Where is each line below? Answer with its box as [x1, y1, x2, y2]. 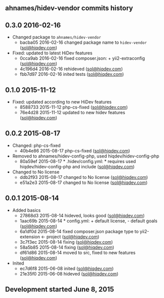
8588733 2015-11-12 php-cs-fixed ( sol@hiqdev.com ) [19, 104, 128, 110]
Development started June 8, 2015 [5, 285, 114, 294]
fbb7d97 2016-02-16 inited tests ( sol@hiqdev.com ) [19, 71, 124, 77]
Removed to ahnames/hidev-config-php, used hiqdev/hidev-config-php [12, 153, 160, 159]
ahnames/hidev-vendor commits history [5, 4, 133, 12]
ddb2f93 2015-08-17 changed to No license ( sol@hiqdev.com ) [19, 174, 148, 180]
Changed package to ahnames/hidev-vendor [12, 34, 101, 40]
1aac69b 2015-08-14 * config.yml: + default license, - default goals [19, 218, 158, 224]
